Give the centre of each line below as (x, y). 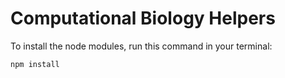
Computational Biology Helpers (143, 18)
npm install (35, 64)
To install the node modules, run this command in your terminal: (141, 46)
